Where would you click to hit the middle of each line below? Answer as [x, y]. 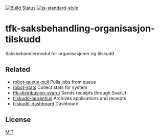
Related [18, 70]
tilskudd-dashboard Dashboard [45, 103]
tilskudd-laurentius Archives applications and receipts [69, 98]
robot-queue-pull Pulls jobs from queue [54, 82]
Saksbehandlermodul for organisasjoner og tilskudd [60, 53]
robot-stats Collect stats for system [50, 87]
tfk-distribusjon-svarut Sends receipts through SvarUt [69, 92]
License [18, 120]
